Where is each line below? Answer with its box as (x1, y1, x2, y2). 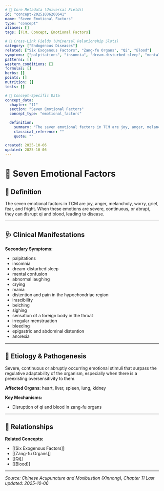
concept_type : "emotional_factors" (9, 111, 82, 117)
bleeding (12, 323, 30, 329)
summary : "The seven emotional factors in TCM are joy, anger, (14, 125, 145, 130)
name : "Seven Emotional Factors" (5, 16, 73, 21)
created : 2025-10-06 (5, 142, 47, 147)
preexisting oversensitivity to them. (5, 375, 76, 381)
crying (12, 281, 25, 287)
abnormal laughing (12, 276, 50, 282)
